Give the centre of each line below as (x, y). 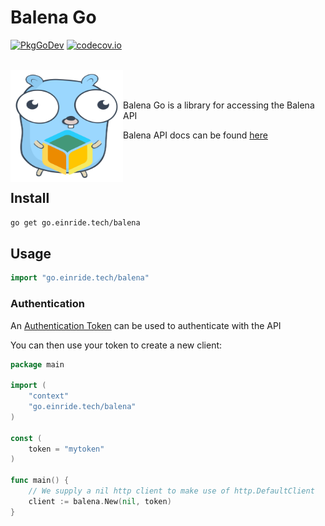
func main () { (40, 481)
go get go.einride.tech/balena (75, 222)
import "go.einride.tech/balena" (80, 278)
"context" (49, 396)
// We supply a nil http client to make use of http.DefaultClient (171, 491)
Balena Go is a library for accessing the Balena (219, 105)
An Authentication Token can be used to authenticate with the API (146, 325)
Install (30, 198)
